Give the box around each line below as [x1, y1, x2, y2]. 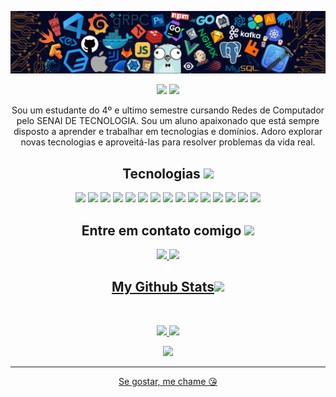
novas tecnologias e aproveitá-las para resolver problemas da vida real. [20, 136, 316, 148]
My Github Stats [111, 279, 215, 296]
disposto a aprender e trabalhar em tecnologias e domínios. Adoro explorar [13, 126, 323, 138]
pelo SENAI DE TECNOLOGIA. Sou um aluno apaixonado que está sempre [16, 115, 320, 127]
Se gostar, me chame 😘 [118, 375, 218, 387]
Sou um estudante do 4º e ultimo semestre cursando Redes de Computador [11, 104, 325, 116]
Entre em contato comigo [81, 222, 242, 239]
